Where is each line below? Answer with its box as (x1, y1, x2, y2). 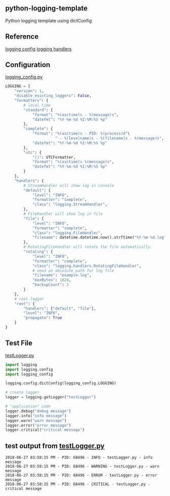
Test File (5, 339, 33, 348)
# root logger (14, 296, 44, 301)
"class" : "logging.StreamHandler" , (32, 202, 108, 207)
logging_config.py (5, 74, 43, 80)
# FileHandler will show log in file (23, 211, 103, 216)
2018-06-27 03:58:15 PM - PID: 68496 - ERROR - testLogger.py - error (5, 473, 157, 478)
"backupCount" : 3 (32, 282, 69, 288)
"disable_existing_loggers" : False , (14, 94, 92, 99)
